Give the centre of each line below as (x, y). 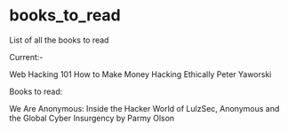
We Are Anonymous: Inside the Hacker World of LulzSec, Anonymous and (144, 108)
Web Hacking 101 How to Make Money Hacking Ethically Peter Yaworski (140, 74)
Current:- (26, 57)
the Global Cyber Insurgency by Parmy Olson (92, 118)
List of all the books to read (59, 40)
